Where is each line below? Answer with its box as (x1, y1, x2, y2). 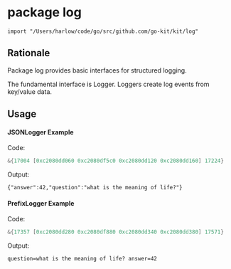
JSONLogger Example (7, 127, 74, 136)
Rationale (7, 47, 50, 59)
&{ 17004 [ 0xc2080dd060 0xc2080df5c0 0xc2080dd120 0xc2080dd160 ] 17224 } (7, 157, 224, 164)
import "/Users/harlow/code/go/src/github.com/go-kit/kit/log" (7, 28, 199, 35)
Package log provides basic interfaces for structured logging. (7, 65, 187, 75)
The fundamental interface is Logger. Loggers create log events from (7, 80, 210, 88)
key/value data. (7, 87, 52, 96)
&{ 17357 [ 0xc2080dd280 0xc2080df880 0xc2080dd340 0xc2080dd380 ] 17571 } (7, 228, 224, 236)
